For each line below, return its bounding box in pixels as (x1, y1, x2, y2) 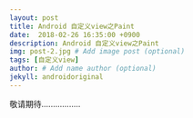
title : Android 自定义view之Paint (9, 22, 135, 31)
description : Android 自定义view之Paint (9, 38, 159, 48)
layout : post (9, 13, 59, 23)
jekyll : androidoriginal (9, 73, 104, 82)
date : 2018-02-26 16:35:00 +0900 (9, 30, 141, 39)
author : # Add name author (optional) (9, 64, 157, 74)
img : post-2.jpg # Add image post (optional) (9, 47, 185, 56)
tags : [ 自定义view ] (9, 55, 79, 64)
